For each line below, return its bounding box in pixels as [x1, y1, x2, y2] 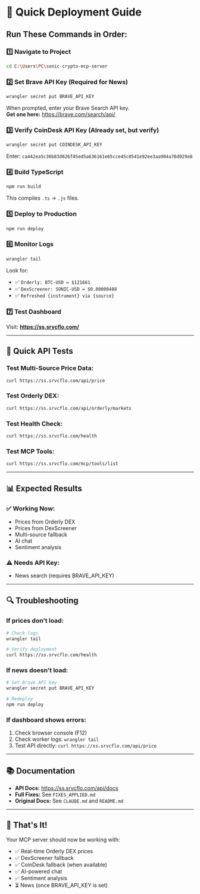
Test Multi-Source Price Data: [6, 364, 94, 372]
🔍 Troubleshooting [6, 596, 79, 606]
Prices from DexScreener [14, 524, 77, 531]
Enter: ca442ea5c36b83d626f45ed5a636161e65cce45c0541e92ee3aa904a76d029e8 [6, 152, 193, 160]
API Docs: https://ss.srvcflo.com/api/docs [14, 785, 118, 792]
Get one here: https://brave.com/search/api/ [6, 111, 115, 118]
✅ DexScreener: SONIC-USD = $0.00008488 [14, 285, 117, 292]
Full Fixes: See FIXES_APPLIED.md [14, 791, 96, 798]
